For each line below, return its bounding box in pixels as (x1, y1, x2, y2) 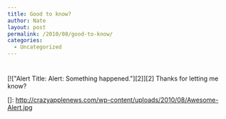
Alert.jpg (7, 103, 33, 112)
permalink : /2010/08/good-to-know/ (7, 30, 113, 38)
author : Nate (7, 17, 46, 24)
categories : (7, 37, 43, 44)
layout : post (7, 24, 46, 31)
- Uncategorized (14, 43, 62, 51)
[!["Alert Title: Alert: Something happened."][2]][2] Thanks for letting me (7, 74, 219, 83)
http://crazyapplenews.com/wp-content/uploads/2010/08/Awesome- (15, 95, 219, 104)
